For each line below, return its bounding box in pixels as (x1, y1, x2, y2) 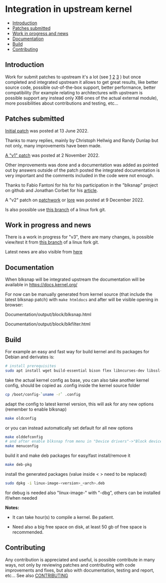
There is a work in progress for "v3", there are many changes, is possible (5, 234, 154, 240)
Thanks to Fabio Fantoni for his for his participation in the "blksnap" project (5, 182, 158, 188)
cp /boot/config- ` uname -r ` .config (5, 392, 81, 397)
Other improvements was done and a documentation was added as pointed (5, 162, 159, 168)
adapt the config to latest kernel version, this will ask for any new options (5, 401, 154, 407)
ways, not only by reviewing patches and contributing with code (5, 562, 136, 568)
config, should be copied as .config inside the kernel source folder (5, 382, 141, 388)
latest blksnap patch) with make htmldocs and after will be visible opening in (5, 297, 159, 303)
